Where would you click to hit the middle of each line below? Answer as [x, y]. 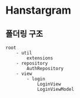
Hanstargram [39, 10]
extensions [40, 58]
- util [24, 53]
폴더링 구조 [24, 34]
